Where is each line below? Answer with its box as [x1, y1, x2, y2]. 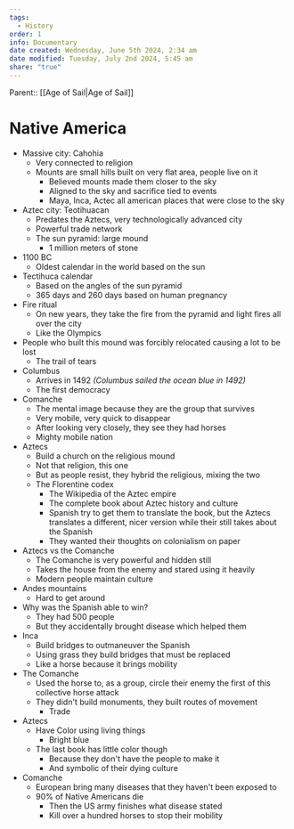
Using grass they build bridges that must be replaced [35, 649, 231, 660]
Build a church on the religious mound [35, 451, 176, 461]
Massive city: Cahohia [21, 148, 104, 158]
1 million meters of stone [48, 242, 139, 253]
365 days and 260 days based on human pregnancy [35, 289, 228, 300]
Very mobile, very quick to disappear [35, 412, 171, 423]
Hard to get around [35, 592, 105, 603]
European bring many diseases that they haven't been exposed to [35, 781, 278, 792]
